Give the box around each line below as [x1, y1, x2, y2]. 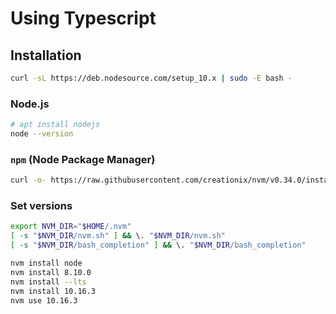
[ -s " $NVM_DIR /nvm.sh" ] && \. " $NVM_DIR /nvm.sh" [10, 231, 226, 241]
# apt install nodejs [10, 120, 101, 130]
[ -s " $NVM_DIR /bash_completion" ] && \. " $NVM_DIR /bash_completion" [10, 240, 307, 251]
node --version [10, 129, 74, 139]
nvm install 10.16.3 [10, 286, 97, 296]
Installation [10, 47, 82, 64]
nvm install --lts [10, 277, 87, 287]
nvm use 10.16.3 [10, 295, 78, 306]
